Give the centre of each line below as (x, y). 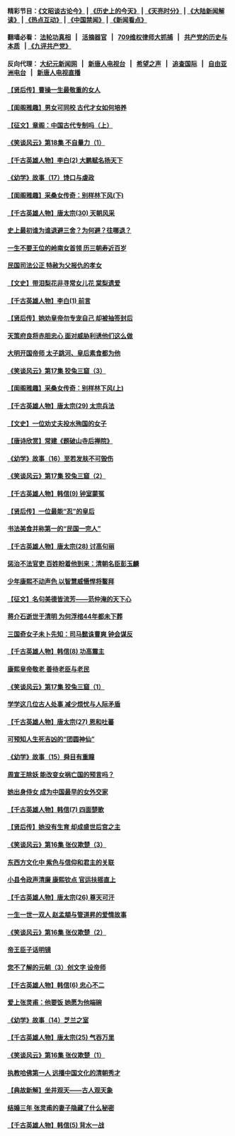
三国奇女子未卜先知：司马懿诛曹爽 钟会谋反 (70, 634)
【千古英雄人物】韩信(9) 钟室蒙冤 (56, 494)
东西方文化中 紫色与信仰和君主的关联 (61, 862)
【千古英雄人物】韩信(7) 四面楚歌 (56, 809)
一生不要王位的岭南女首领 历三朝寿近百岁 (67, 247)
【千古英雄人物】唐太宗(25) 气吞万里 (61, 1037)
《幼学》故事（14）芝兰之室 (48, 1020)
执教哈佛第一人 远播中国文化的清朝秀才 (64, 1073)
